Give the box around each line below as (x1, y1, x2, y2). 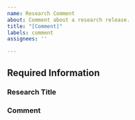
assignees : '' (7, 36, 48, 43)
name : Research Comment (7, 10, 75, 17)
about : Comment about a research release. (7, 16, 130, 23)
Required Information (7, 67, 100, 79)
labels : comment (7, 29, 53, 36)
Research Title (7, 87, 57, 97)
